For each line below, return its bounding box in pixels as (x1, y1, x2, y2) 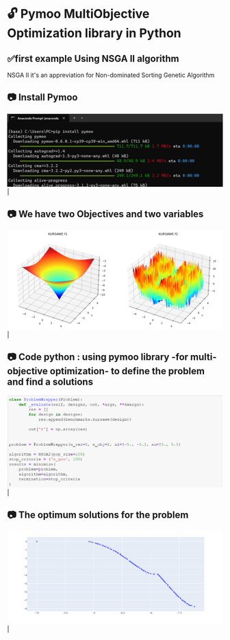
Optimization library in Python (7, 25, 181, 41)
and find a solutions (7, 376, 94, 388)
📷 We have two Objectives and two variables (7, 208, 204, 220)
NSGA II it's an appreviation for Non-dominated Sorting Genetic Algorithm (7, 71, 215, 79)
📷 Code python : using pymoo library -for (7, 352, 189, 363)
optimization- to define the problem (49, 365, 205, 377)
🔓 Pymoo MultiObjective (7, 6, 150, 22)
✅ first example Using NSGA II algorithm (7, 53, 179, 65)
